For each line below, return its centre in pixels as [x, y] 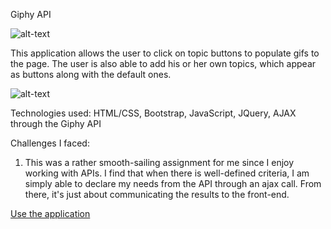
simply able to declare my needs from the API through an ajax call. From [173, 183]
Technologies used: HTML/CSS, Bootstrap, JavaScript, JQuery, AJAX [153, 113]
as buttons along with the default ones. [91, 74]
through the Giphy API [56, 123]
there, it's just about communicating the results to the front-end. [157, 194]
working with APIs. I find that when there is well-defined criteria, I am [167, 173]
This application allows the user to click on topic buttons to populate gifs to [165, 53]
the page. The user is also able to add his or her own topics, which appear [163, 63]
